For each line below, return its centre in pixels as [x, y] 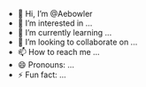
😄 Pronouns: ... [46, 65]
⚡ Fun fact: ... [42, 75]
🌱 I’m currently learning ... [65, 32]
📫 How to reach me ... [58, 52]
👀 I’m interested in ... [55, 23]
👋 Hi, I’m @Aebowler [55, 14]
